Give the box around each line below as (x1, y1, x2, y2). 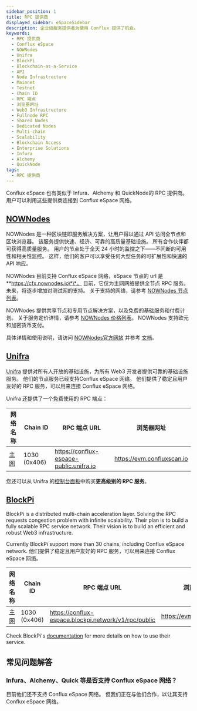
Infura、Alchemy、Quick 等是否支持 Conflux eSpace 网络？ (6, 676, 178, 685)
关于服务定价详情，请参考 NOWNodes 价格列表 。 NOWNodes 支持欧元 (17, 314, 189, 321)
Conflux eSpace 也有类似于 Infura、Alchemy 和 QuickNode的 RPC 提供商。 (6, 189, 188, 196)
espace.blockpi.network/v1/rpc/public (49, 616, 155, 624)
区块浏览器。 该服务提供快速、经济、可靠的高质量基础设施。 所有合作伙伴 (6, 237, 184, 244)
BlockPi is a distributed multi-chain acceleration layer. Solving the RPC (6, 511, 176, 518)
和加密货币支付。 (6, 321, 47, 328)
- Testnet (11, 85, 35, 91)
